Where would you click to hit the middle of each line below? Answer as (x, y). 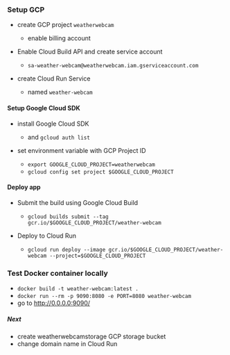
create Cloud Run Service (54, 79)
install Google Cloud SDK (53, 124)
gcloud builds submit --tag (68, 217)
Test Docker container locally (58, 273)
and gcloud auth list (59, 137)
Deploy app (24, 187)
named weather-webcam (60, 92)
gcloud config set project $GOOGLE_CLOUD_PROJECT (101, 172)
